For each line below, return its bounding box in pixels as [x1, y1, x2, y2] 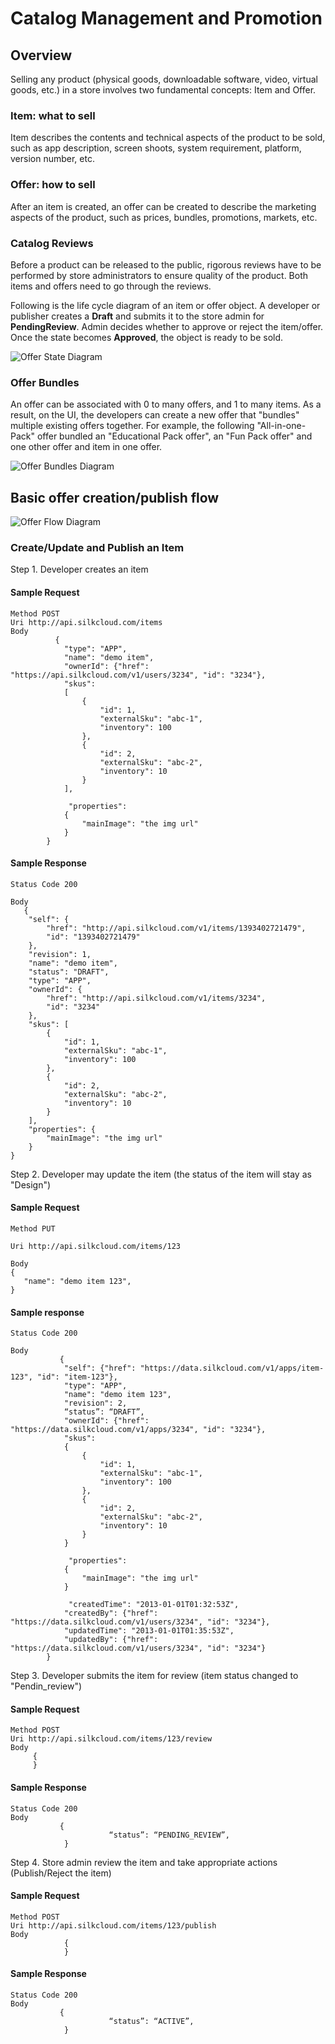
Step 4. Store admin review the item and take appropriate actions [10, 1856, 278, 1868]
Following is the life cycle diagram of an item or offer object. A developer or [10, 299, 321, 311]
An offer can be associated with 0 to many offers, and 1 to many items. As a [10, 398, 322, 411]
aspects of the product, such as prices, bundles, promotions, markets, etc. [10, 211, 318, 223]
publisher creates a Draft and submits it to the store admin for [10, 310, 265, 322]
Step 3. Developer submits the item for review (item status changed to [10, 1670, 299, 1682]
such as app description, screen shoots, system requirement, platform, [10, 142, 302, 154]
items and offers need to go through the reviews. [10, 280, 212, 292]
